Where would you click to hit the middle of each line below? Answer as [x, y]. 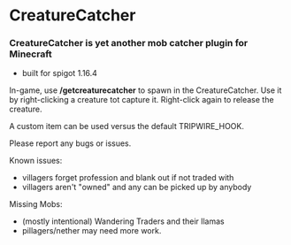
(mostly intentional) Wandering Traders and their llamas [123, 221]
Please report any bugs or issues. [70, 143]
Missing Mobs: [36, 204]
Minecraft [31, 54]
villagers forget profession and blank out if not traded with [128, 178]
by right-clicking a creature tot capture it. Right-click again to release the [142, 100]
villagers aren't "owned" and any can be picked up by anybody [137, 188]
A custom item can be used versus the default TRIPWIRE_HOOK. [127, 126]
